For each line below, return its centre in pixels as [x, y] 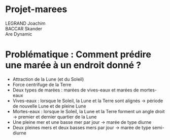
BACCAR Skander [24, 28]
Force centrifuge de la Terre [42, 84]
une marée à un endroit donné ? [73, 65]
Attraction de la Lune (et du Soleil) [48, 79]
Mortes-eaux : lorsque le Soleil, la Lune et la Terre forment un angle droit [89, 111]
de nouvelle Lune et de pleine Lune [49, 106]
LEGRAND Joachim [25, 23]
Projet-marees [36, 9]
